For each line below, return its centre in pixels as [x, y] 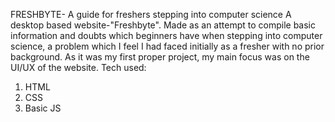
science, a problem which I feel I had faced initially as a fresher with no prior [167, 46]
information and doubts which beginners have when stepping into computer [166, 35]
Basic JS [43, 108]
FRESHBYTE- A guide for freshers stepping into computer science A [151, 14]
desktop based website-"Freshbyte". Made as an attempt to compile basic [163, 25]
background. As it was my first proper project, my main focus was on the [160, 57]
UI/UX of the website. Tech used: [78, 67]
